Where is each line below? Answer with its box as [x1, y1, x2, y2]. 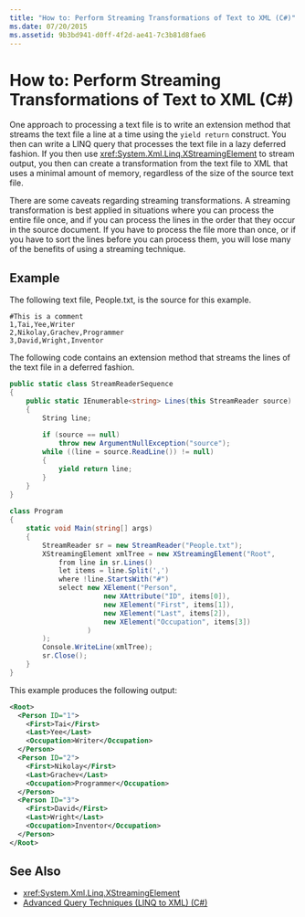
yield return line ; [58, 464, 132, 473]
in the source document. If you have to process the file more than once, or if [9, 225, 297, 236]
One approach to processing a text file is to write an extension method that [9, 120, 291, 131]
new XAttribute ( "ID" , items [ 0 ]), [103, 592, 231, 601]
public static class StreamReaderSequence [9, 380, 174, 389]
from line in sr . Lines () [58, 558, 153, 567]
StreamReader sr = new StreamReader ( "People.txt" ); [42, 541, 244, 550]
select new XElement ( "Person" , [58, 584, 178, 593]
